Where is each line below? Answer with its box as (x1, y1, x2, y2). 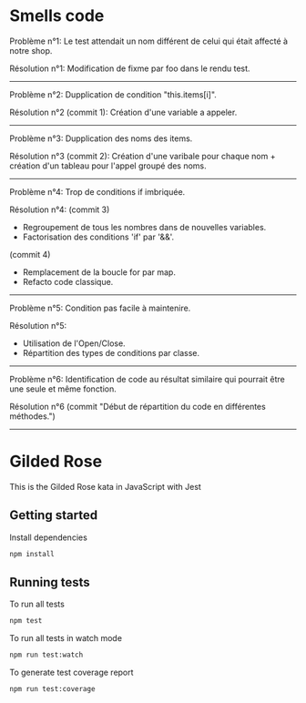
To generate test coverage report (9, 667, 134, 678)
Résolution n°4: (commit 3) (9, 204, 110, 215)
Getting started (9, 507, 98, 524)
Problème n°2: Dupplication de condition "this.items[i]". (9, 88, 217, 100)
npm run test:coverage (9, 685, 96, 694)
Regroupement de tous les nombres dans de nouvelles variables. (22, 221, 267, 232)
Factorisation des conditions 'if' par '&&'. (22, 231, 175, 242)
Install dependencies (9, 532, 88, 543)
